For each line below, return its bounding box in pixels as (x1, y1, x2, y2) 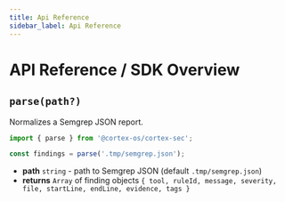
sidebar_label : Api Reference (9, 21, 122, 30)
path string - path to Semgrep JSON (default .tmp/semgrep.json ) (21, 166, 263, 176)
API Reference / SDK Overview (9, 60, 240, 80)
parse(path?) (9, 95, 82, 108)
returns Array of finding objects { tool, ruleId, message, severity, (21, 175, 278, 186)
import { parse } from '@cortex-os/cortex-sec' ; (9, 133, 193, 142)
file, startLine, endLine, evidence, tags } (21, 184, 191, 194)
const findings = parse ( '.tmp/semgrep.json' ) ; (9, 149, 185, 158)
